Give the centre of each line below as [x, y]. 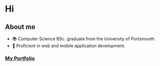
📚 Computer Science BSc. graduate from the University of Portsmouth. [84, 39]
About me [20, 27]
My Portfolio [20, 58]
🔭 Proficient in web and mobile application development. [69, 46]
